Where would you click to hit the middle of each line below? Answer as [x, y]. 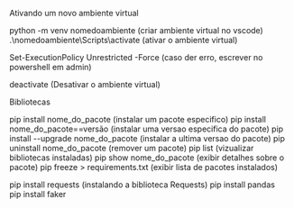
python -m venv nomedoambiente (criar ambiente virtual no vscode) [136, 30]
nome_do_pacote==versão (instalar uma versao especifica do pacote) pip [147, 129]
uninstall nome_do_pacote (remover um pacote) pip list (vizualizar [132, 148]
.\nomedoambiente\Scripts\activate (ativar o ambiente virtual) [124, 40]
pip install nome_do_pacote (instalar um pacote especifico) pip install [138, 119]
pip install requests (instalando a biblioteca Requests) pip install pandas [142, 185]
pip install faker [38, 194]
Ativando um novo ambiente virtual [74, 13]
